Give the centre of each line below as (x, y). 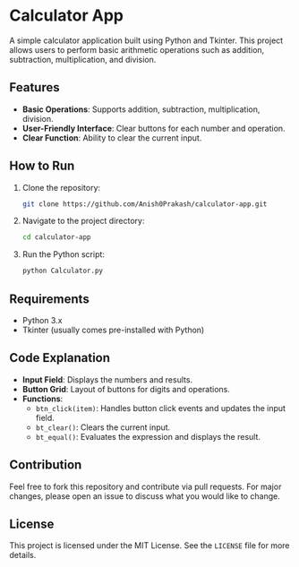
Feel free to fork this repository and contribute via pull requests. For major (145, 486)
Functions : (43, 399)
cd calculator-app (56, 237)
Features (34, 87)
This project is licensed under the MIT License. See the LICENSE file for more (149, 546)
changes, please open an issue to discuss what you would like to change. (145, 496)
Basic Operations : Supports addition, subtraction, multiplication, (141, 109)
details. (23, 555)
